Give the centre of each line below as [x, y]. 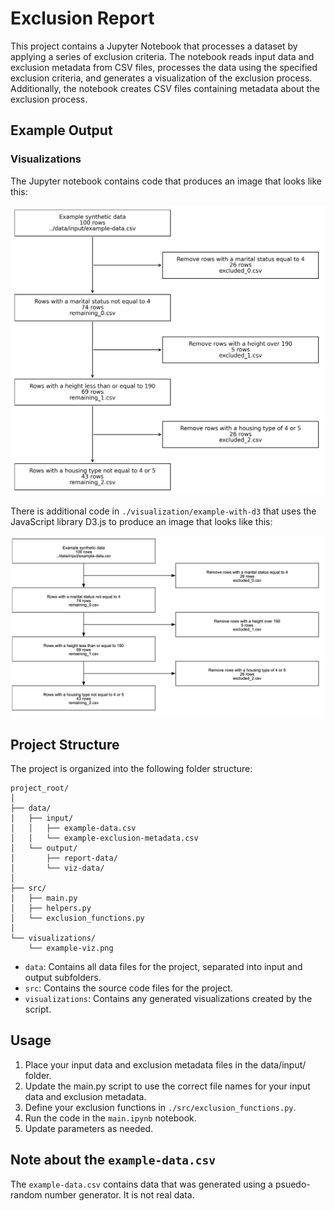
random [26, 1194]
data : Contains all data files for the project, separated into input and [163, 966]
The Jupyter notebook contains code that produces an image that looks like [166, 181]
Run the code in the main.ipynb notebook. [110, 1118]
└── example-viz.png [71, 948]
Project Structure [65, 744]
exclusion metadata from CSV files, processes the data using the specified [164, 67]
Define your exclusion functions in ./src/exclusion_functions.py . [160, 1107]
